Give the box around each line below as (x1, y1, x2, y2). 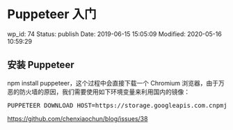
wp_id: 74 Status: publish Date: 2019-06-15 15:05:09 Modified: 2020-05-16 (7, 29, 223, 38)
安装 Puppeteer (7, 59, 74, 71)
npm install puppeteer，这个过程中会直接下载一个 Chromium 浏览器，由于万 (7, 79, 225, 87)
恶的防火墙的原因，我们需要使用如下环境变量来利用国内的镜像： (7, 88, 190, 96)
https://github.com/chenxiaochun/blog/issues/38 (7, 114, 148, 122)
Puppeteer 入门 (7, 6, 97, 22)
